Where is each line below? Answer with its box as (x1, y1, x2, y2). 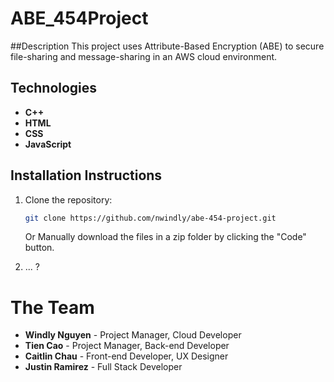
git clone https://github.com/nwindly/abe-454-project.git (24, 213, 277, 223)
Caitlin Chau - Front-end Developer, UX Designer (24, 350, 229, 362)
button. (24, 242, 55, 254)
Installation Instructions (10, 167, 163, 184)
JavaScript (24, 138, 72, 150)
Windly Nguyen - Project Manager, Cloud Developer (24, 329, 242, 341)
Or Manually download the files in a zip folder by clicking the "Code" (24, 231, 307, 243)
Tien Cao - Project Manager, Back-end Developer (24, 340, 230, 352)
